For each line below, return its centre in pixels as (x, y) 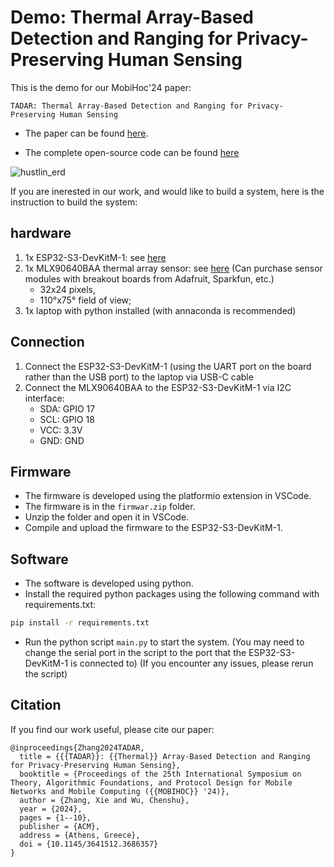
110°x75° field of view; (85, 300)
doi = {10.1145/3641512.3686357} (89, 844)
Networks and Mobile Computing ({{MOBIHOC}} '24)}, (120, 791)
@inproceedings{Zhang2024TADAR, (77, 747)
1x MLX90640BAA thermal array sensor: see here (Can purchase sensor (173, 268)
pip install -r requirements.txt (80, 623)
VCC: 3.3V (61, 430)
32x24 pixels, (67, 289)
